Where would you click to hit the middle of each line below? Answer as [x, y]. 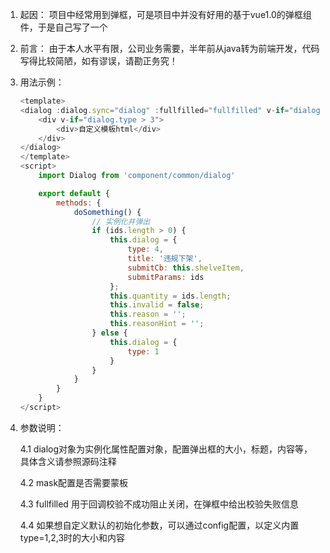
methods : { [79, 203]
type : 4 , [145, 249]
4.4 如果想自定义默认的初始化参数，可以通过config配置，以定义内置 [159, 525]
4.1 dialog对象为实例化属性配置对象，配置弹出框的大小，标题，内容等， [166, 449]
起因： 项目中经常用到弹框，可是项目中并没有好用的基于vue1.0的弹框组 [165, 14]
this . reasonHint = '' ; [157, 324]
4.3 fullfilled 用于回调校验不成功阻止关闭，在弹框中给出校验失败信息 [159, 504]
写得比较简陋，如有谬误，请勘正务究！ [98, 61]
